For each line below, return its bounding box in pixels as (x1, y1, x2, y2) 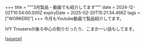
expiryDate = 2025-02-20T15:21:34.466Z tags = (43, 10, 140, 16)
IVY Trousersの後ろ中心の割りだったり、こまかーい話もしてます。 (5, 26, 137, 32)
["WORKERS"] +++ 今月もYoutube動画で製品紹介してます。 (5, 16, 124, 21)
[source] (5, 36, 22, 42)
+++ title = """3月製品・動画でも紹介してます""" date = (5, 4, 115, 10)
